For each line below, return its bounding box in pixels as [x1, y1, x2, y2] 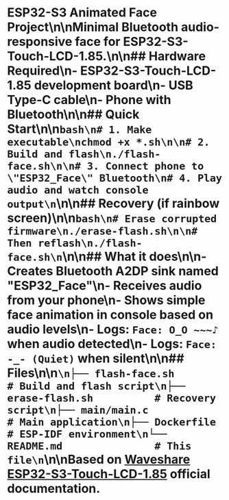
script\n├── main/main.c [7, 404, 149, 417]
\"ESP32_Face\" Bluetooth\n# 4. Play [7, 172, 223, 185]
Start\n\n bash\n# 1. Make [7, 121, 152, 137]
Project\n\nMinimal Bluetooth [7, 19, 179, 35]
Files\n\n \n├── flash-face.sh [7, 365, 175, 381]
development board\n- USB [34, 77, 193, 93]
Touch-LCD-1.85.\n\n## [7, 49, 146, 64]
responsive [7, 34, 73, 49]
